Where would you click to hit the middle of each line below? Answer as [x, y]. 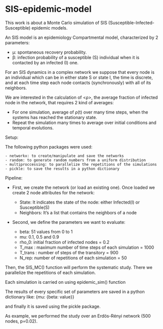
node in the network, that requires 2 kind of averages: [59, 102]
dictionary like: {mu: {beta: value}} [40, 297]
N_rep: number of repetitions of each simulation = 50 [73, 258]
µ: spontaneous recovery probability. [49, 52]
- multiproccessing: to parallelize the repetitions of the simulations [81, 164]
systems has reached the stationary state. [54, 117]
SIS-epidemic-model [48, 9]
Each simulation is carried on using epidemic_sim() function [66, 282]
